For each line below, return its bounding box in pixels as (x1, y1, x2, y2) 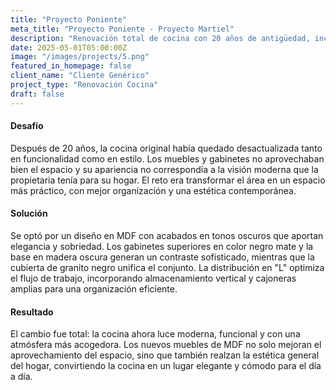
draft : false (10, 89, 65, 99)
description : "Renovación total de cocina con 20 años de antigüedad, (10, 33, 311, 43)
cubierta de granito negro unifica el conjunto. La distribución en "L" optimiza (10, 262, 325, 274)
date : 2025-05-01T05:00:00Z (10, 42, 128, 53)
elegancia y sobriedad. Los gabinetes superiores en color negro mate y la (10, 241, 314, 253)
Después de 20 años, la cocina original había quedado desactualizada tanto (10, 142, 323, 154)
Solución (10, 207, 48, 220)
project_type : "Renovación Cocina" (10, 80, 159, 90)
